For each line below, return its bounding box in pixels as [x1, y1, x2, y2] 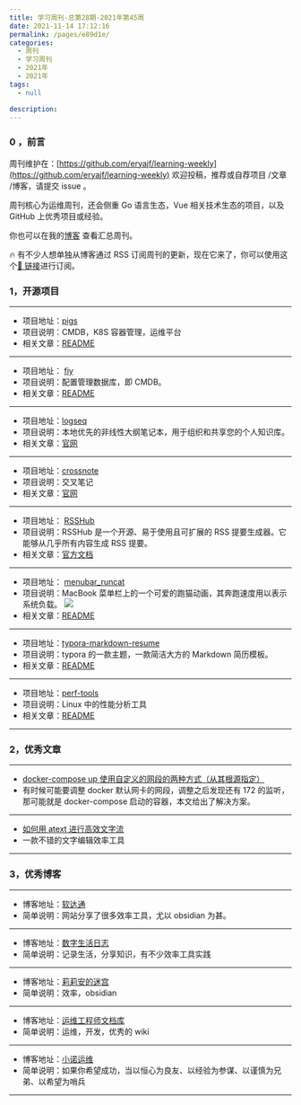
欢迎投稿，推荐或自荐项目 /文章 [171, 169, 288, 180]
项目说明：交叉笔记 [21, 476, 94, 487]
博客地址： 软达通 [21, 898, 86, 909]
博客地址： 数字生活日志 [21, 937, 109, 948]
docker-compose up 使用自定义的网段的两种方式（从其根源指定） [21, 773, 265, 784]
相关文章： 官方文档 [21, 549, 94, 560]
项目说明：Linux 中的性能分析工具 [21, 698, 148, 710]
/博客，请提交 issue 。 [9, 181, 91, 191]
